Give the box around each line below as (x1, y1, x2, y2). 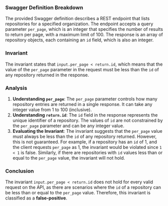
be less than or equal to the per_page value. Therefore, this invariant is (5, 190, 151, 196)
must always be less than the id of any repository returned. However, (12, 133, 157, 139)
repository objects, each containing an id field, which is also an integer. (5, 37, 154, 43)
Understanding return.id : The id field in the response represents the (12, 112, 158, 118)
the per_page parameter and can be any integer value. (12, 123, 125, 129)
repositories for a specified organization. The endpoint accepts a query (5, 21, 153, 27)
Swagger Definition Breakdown (5, 4, 83, 11)
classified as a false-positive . (5, 195, 68, 201)
